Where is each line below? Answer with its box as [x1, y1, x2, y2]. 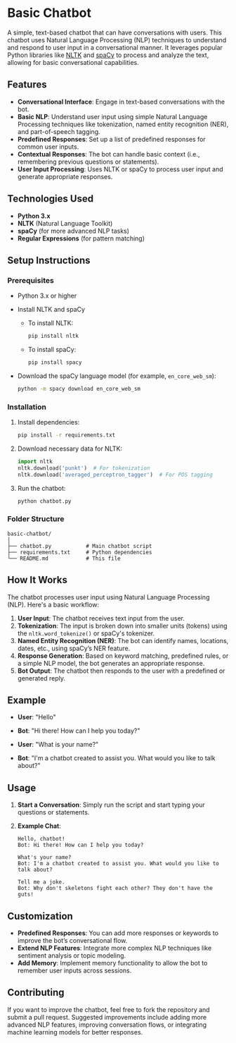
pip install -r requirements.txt [17, 432, 116, 439]
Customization [7, 910, 74, 922]
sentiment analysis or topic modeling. [17, 951, 126, 960]
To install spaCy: [27, 346, 77, 354]
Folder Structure [7, 514, 65, 524]
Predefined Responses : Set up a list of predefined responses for [17, 135, 206, 143]
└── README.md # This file [7, 555, 121, 562]
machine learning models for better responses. [7, 1027, 143, 1036]
